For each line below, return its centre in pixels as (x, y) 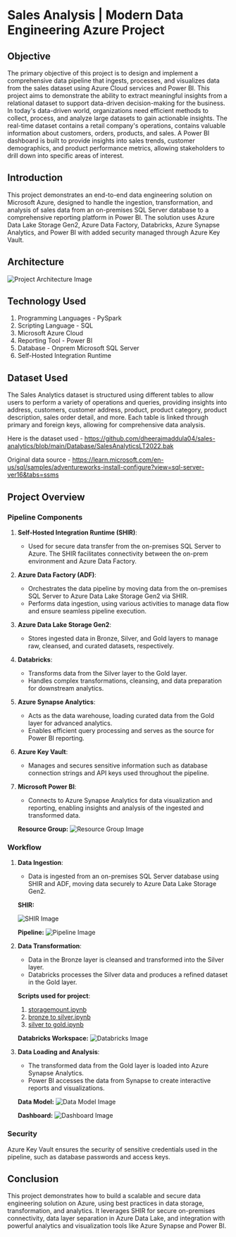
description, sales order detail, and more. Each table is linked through (108, 417)
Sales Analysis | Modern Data (95, 15)
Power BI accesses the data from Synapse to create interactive (119, 1081)
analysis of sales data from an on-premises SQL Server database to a (108, 210)
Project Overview (46, 497)
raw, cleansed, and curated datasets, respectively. (101, 645)
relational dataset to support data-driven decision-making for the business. (116, 103)
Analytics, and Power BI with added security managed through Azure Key (114, 232)
